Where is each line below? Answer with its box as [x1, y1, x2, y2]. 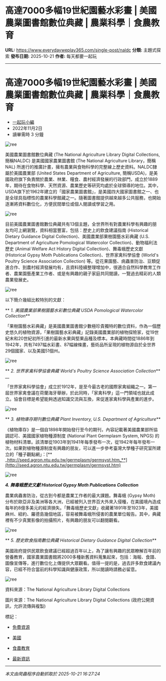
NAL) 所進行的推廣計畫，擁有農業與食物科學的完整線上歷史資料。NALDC [5, 164, 153, 170]
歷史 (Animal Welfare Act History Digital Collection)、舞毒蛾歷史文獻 [5, 246, 143, 252]
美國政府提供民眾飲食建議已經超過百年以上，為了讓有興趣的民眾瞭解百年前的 [5, 547, 161, 553]
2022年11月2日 [12, 125, 43, 131]
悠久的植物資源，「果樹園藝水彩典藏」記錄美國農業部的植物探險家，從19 [9, 329, 155, 335]
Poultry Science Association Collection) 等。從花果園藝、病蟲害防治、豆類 [5, 258, 156, 264]
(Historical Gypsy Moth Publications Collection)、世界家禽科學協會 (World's [5, 252, 159, 258]
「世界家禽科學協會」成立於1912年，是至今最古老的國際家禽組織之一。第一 [5, 383, 157, 389]
